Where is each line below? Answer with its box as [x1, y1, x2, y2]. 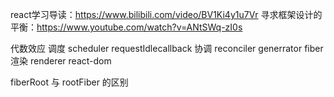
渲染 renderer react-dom [10, 55, 112, 67]
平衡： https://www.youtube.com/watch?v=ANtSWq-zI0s [10, 21, 243, 33]
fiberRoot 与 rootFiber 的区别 [10, 76, 129, 88]
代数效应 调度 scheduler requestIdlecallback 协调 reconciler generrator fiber [10, 43, 324, 54]
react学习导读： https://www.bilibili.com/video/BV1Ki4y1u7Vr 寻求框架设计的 [10, 9, 323, 20]
